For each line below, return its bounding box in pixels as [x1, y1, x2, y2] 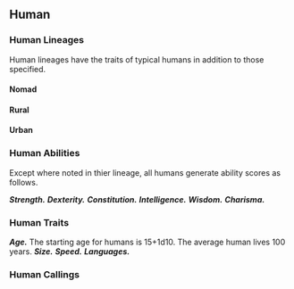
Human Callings [9, 268, 80, 280]
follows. [9, 177, 38, 187]
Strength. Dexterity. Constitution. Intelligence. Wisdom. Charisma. [9, 194, 265, 204]
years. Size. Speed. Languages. [9, 246, 130, 257]
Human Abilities [9, 147, 80, 160]
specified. [9, 63, 46, 74]
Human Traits [9, 216, 70, 228]
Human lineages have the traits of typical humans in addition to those [9, 54, 265, 65]
